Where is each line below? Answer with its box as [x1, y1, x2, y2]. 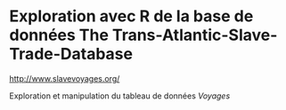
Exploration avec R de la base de [9, 6, 254, 27]
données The [9, 25, 110, 45]
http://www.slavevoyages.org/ [9, 73, 120, 83]
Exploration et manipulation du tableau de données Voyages [9, 90, 231, 101]
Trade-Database [9, 44, 134, 64]
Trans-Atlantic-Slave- [111, 25, 278, 45]
